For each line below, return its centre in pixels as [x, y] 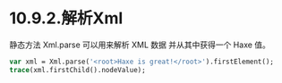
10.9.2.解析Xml [66, 18]
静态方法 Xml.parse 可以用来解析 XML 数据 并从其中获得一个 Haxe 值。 [140, 45]
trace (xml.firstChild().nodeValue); [77, 70]
